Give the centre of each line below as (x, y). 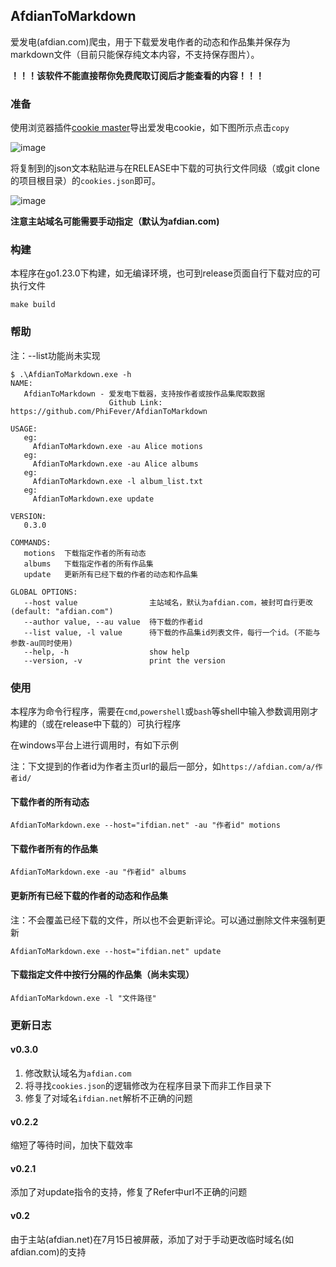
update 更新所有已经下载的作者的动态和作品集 (110, 574)
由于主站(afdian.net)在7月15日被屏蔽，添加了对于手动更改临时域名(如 (152, 1239)
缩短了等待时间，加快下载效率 (71, 1145)
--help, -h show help (106, 652)
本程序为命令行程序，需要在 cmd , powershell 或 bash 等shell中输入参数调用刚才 (164, 711)
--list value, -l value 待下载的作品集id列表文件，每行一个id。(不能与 (172, 632)
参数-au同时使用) (41, 643)
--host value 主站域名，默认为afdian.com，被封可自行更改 (168, 602)
